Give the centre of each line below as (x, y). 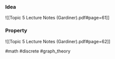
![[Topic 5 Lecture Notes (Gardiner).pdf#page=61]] (57, 18)
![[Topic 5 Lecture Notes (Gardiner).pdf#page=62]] (58, 41)
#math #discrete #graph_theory (38, 51)
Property (16, 31)
